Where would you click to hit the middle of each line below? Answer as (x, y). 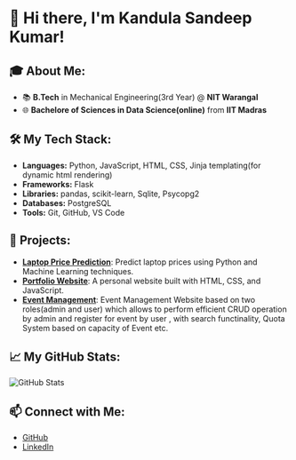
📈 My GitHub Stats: (65, 357)
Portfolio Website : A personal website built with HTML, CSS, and (141, 281)
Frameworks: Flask (58, 184)
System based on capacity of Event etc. (95, 328)
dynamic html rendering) (67, 174)
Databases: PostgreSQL (67, 202)
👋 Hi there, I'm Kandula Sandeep (131, 18)
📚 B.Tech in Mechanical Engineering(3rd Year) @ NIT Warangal (140, 97)
